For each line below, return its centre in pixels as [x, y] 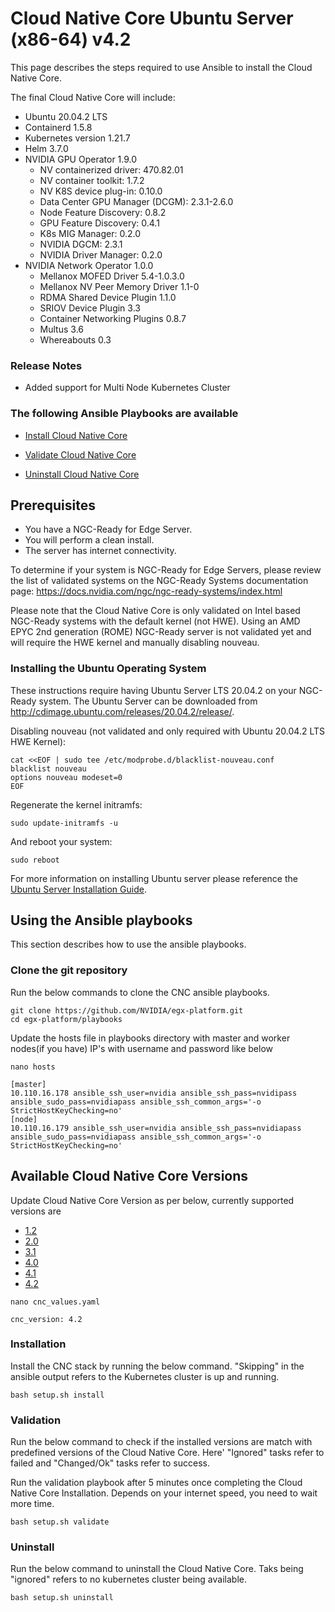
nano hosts [33, 1067]
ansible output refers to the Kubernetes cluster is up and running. [145, 1376]
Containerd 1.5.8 [58, 127]
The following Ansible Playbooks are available [124, 414]
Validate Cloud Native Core [80, 454]
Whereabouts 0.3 [75, 339]
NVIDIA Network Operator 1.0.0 [89, 265]
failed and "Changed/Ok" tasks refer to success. [110, 1463]
